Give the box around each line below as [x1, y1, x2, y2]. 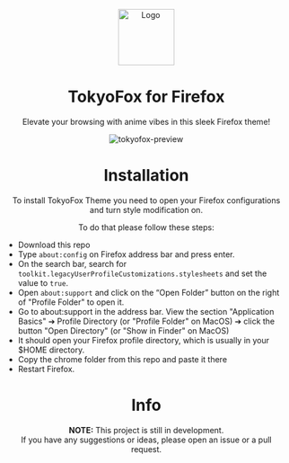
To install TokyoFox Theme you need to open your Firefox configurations [12, 194, 281, 206]
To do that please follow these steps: [77, 221, 215, 233]
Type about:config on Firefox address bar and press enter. [17, 248, 235, 260]
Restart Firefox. [17, 363, 75, 374]
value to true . [17, 277, 69, 288]
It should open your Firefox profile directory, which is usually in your [17, 334, 270, 345]
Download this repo [17, 239, 91, 250]
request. [130, 443, 162, 454]
